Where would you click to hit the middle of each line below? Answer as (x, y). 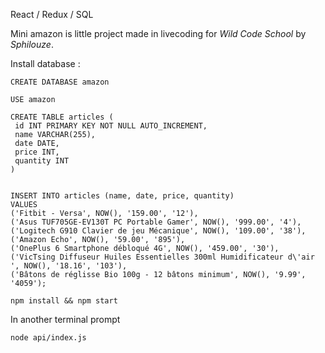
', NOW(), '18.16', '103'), (69, 266)
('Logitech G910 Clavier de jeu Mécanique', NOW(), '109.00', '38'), (158, 231)
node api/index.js (48, 338)
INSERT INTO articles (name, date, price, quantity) (122, 196)
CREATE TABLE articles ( (62, 117)
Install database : (45, 63)
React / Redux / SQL (52, 14)
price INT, (37, 152)
